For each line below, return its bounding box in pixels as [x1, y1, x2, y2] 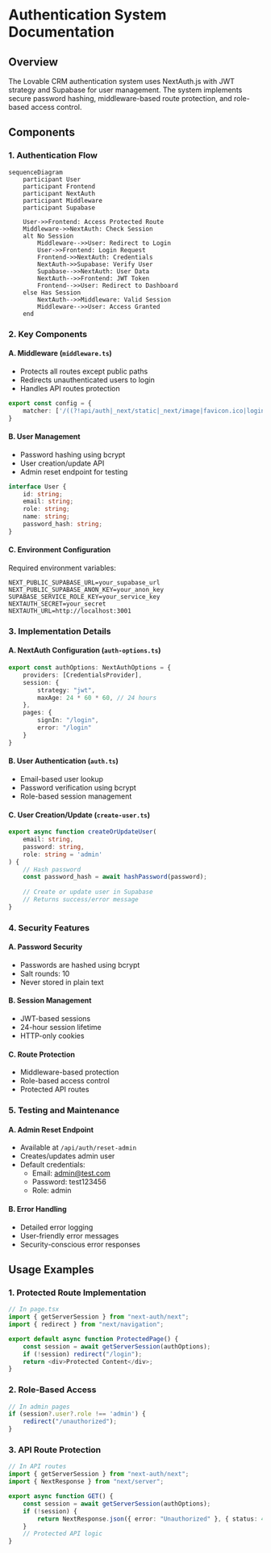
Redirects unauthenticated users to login [19, 374, 155, 385]
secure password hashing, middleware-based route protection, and [8, 94, 232, 103]
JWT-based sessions [19, 1014, 91, 1023]
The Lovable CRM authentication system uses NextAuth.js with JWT [8, 77, 236, 86]
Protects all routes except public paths [19, 366, 148, 376]
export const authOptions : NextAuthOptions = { [8, 664, 172, 672]
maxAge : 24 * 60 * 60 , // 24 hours [37, 694, 157, 702]
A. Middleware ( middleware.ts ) [8, 348, 113, 358]
